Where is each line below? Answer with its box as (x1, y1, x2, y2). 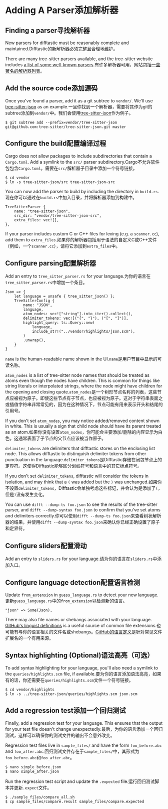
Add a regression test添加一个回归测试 (5, 706, 126, 715)
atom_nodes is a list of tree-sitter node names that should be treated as (5, 372, 150, 378)
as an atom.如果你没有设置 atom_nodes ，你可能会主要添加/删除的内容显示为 (5, 429, 158, 435)
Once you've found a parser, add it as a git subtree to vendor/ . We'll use (5, 97, 153, 103)
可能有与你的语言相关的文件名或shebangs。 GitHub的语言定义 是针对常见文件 (5, 629, 162, 635)
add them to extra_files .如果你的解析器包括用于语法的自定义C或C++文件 (5, 236, 157, 242)
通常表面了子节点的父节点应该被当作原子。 (18, 435, 106, 442)
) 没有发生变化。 (14, 491, 47, 497)
